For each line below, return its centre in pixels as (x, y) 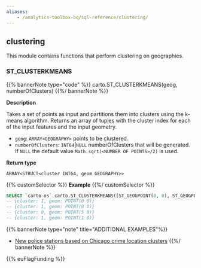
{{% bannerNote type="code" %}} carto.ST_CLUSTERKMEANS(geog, (92, 84)
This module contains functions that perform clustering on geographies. (95, 56)
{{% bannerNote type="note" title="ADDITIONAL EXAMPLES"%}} (87, 229)
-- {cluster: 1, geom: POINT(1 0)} (51, 218)
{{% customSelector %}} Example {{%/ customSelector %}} (81, 185)
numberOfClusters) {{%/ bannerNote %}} (57, 91)
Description (21, 102)
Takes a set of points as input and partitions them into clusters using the (95, 114)
